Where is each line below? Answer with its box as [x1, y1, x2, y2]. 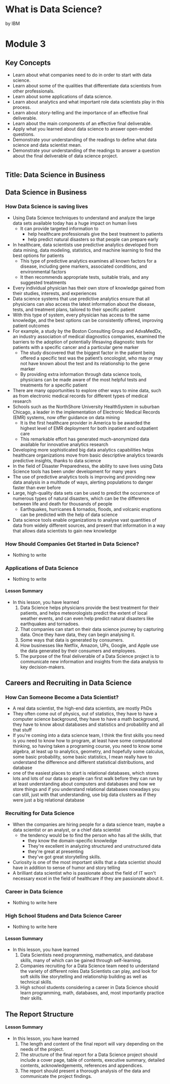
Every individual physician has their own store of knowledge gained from [12, 284, 165, 291]
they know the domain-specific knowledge [27, 837, 118, 844]
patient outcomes [12, 323, 50, 329]
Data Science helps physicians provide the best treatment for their [20, 604, 159, 611]
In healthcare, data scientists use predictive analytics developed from [12, 241, 158, 247]
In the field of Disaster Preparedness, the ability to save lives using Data [12, 463, 163, 469]
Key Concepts [5, 58, 51, 67]
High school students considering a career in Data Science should [20, 984, 159, 991]
